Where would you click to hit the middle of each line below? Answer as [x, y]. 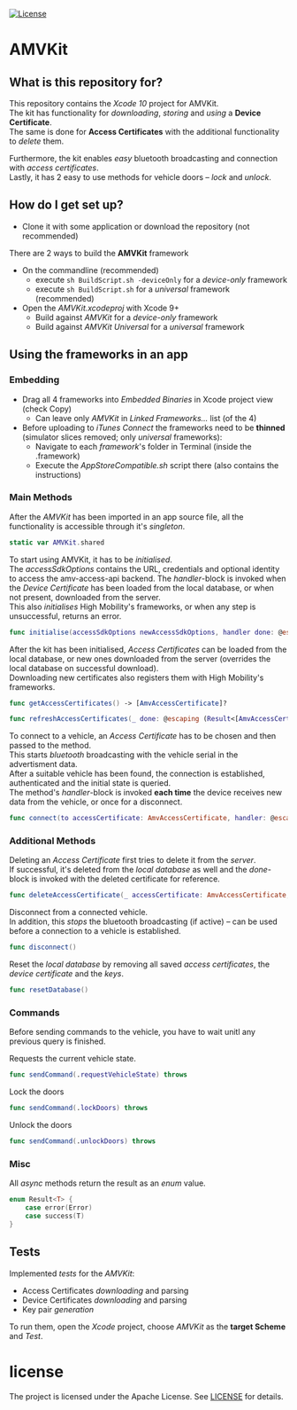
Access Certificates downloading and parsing [105, 1290]
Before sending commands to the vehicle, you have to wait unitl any [133, 1032]
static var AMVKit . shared [57, 542]
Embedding [34, 380]
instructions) [58, 474]
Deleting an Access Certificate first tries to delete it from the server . [133, 860]
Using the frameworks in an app [99, 355]
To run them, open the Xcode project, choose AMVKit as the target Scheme [147, 1327]
